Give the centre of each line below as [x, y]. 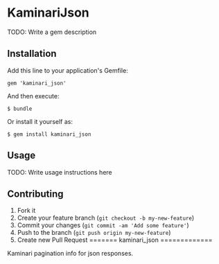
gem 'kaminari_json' [37, 83]
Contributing [35, 194]
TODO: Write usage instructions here [60, 172]
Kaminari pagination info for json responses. [70, 254]
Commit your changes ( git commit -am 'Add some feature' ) [103, 225]
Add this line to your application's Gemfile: [68, 70]
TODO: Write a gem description [52, 32]
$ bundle [20, 109]
